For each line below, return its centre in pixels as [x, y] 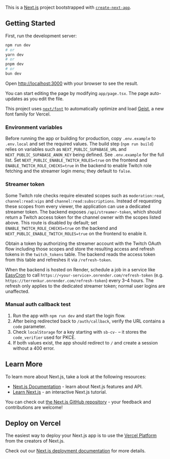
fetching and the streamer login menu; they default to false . [68, 171]
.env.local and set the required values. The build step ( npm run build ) [80, 144]
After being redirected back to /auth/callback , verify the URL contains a [89, 321]
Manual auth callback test [38, 305]
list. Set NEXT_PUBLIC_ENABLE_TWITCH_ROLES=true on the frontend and [76, 160]
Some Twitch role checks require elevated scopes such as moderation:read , [85, 195]
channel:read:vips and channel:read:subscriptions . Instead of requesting [83, 201]
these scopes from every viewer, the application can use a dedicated [78, 206]
